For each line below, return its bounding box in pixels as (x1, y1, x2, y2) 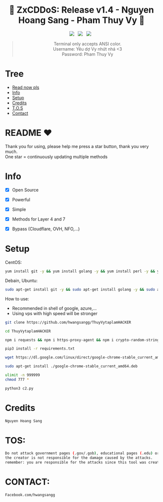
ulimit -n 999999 (5, 372, 40, 377)
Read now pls (12, 84, 40, 90)
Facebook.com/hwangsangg (5, 492, 55, 497)
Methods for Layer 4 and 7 (12, 216, 65, 222)
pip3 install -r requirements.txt (5, 346, 75, 351)
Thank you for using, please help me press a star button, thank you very (5, 143, 149, 149)
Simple (12, 206, 26, 212)
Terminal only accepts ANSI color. (53, 41, 122, 47)
